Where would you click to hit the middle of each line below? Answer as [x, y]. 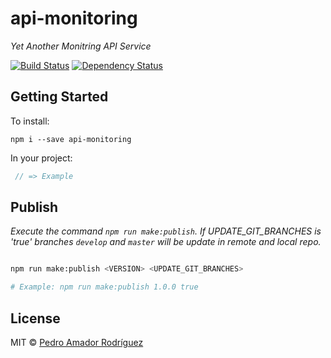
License [35, 318]
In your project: [41, 158]
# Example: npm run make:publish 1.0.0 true [104, 287]
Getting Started [59, 97]
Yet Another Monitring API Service [81, 46]
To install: [30, 121]
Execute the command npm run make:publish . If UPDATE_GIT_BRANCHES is [166, 231]
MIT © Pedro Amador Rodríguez [77, 342]
